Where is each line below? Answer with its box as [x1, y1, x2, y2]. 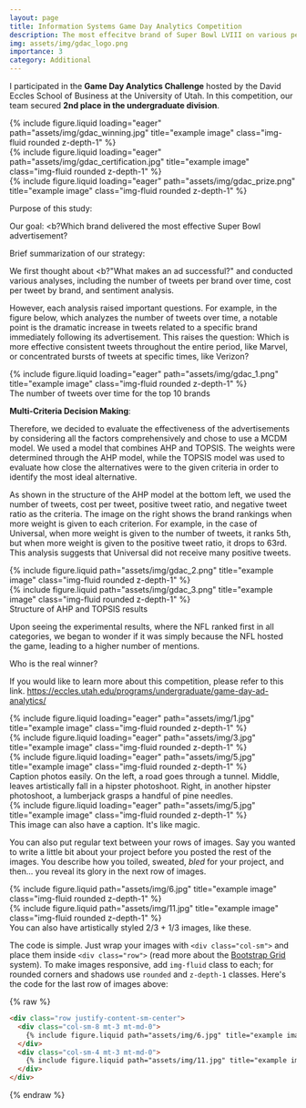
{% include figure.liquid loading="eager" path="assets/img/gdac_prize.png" [9, 176, 296, 187]
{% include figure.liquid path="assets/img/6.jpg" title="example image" [9, 884, 278, 894]
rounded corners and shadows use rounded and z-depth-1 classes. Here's [9, 969, 287, 980]
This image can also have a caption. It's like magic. [9, 819, 200, 829]
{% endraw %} [9, 1090, 66, 1100]
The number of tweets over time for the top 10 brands [9, 388, 211, 399]
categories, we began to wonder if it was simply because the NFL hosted [9, 631, 284, 642]
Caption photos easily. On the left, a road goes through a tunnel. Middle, [9, 771, 280, 781]
